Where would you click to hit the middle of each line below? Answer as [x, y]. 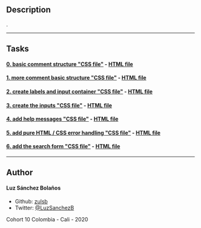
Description [28, 10]
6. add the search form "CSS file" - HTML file [63, 146]
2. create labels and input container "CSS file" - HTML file [80, 91]
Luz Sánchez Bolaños [33, 188]
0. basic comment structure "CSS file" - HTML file [70, 64]
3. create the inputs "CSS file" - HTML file [59, 105]
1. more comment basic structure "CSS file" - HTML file [76, 78]
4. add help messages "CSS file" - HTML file [62, 119]
